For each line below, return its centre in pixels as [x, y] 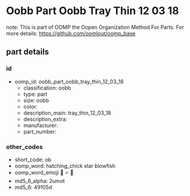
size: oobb [36, 100]
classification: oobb [47, 88]
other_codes [24, 147]
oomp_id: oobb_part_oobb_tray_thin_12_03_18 [69, 81]
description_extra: [45, 119]
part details [28, 52]
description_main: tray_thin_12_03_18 [67, 112]
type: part [35, 94]
